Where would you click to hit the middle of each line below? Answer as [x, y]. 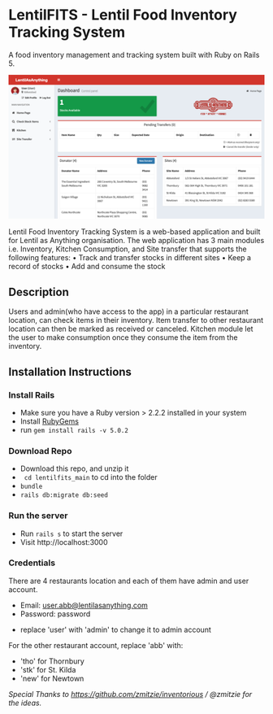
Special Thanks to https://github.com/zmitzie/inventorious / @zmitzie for [130, 694]
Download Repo [40, 451]
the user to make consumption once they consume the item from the [123, 337]
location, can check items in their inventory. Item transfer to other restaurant [136, 320]
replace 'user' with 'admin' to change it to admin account [115, 629]
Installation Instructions [70, 372]
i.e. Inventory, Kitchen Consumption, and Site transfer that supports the [128, 249]
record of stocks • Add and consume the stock [87, 267]
